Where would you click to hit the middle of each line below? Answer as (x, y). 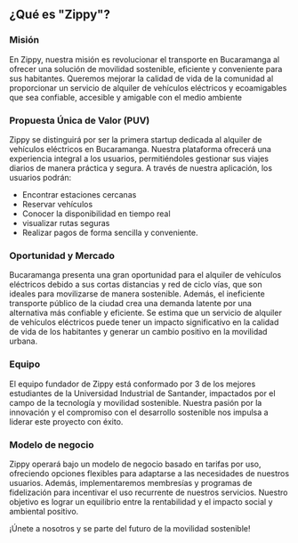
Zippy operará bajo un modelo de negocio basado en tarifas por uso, (135, 464)
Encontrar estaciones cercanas (79, 194)
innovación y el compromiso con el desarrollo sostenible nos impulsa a (139, 412)
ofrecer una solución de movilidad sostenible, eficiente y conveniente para (146, 69)
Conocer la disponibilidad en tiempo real (96, 214)
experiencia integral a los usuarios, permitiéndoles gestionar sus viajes (139, 158)
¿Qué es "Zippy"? (60, 15)
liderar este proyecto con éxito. (66, 421)
